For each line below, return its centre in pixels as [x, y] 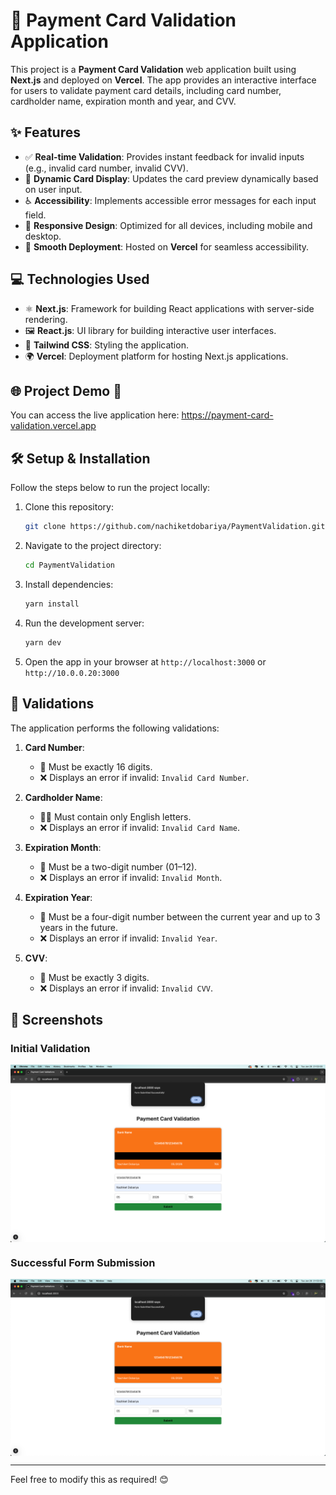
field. [35, 215]
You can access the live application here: [95, 415]
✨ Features [45, 132]
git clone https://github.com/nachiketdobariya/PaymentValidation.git [175, 527]
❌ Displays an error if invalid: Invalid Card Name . [139, 827]
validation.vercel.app [53, 426]
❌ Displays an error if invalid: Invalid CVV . [126, 988]
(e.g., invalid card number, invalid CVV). [106, 168]
